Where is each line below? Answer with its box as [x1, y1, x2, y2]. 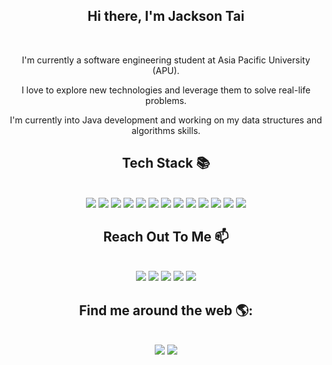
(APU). [152, 64, 180, 76]
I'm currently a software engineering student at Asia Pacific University [21, 54, 311, 66]
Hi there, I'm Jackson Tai [87, 8, 245, 25]
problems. [145, 94, 187, 106]
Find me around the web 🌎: [78, 302, 254, 319]
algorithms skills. [131, 124, 201, 136]
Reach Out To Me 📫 [102, 229, 230, 246]
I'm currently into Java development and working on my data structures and [9, 114, 323, 126]
